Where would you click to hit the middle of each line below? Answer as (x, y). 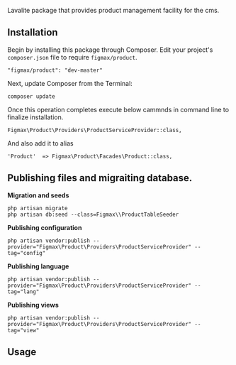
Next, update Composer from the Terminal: (70, 83)
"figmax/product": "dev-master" (55, 70)
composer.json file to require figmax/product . (72, 57)
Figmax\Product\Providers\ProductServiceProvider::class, (95, 130)
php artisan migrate (38, 208)
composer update (31, 96)
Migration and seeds (38, 195)
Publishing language (38, 266)
